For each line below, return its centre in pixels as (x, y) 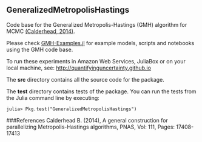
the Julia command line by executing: (53, 98)
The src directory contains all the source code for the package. (86, 79)
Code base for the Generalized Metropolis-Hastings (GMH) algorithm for (97, 24)
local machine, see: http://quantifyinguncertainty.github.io (79, 68)
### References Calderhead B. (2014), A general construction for (87, 120)
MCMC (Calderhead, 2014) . (41, 31)
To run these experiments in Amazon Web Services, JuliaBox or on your (96, 61)
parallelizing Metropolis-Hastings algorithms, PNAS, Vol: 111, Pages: (90, 127)
